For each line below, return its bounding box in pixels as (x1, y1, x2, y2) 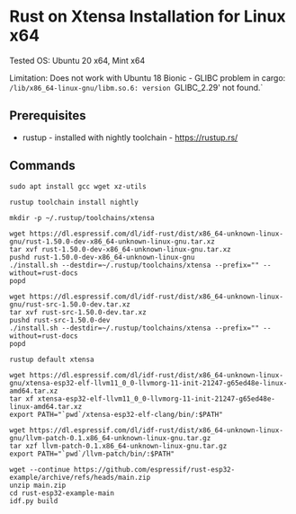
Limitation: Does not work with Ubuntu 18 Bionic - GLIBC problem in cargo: (9, 72, 286, 83)
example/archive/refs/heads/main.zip (9, 473, 151, 482)
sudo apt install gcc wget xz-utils (9, 182, 147, 191)
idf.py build (9, 496, 58, 505)
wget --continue (9, 465, 70, 474)
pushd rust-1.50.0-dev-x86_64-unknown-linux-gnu (9, 253, 195, 261)
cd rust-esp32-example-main (9, 488, 115, 498)
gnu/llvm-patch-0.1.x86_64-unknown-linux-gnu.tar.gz (9, 433, 211, 442)
